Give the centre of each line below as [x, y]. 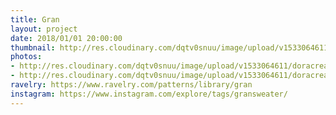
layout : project [44, 29]
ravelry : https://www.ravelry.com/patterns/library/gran [131, 85]
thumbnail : [33, 47]
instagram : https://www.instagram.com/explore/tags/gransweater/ [149, 94]
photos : [26, 57]
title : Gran [35, 19]
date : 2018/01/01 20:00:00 [66, 38]
